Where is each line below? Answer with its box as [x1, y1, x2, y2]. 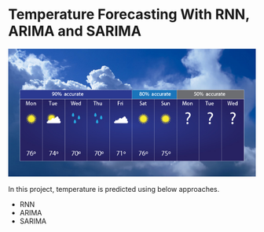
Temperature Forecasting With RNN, [8, 6, 250, 24]
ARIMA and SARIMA [8, 22, 141, 40]
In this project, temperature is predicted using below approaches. [8, 185, 220, 194]
